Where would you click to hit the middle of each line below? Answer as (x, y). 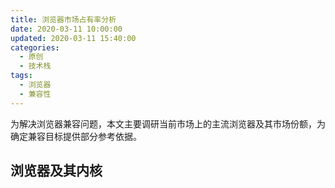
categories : (35, 47)
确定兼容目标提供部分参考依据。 (76, 136)
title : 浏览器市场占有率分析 (63, 19)
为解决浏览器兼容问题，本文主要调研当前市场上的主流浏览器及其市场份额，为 (168, 123)
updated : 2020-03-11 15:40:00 (73, 38)
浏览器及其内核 (56, 171)
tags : (21, 76)
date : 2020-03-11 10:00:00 (66, 29)
